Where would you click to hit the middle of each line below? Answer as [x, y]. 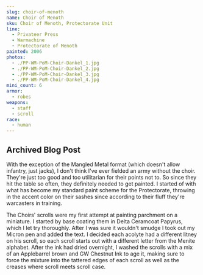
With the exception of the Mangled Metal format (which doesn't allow [93, 164]
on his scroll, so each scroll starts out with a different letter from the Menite [101, 240]
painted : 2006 [24, 52]
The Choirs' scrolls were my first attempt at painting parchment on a [92, 215]
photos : [16, 57]
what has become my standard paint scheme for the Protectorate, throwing [101, 190]
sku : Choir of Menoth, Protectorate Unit [60, 23]
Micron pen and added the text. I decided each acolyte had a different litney [101, 234]
